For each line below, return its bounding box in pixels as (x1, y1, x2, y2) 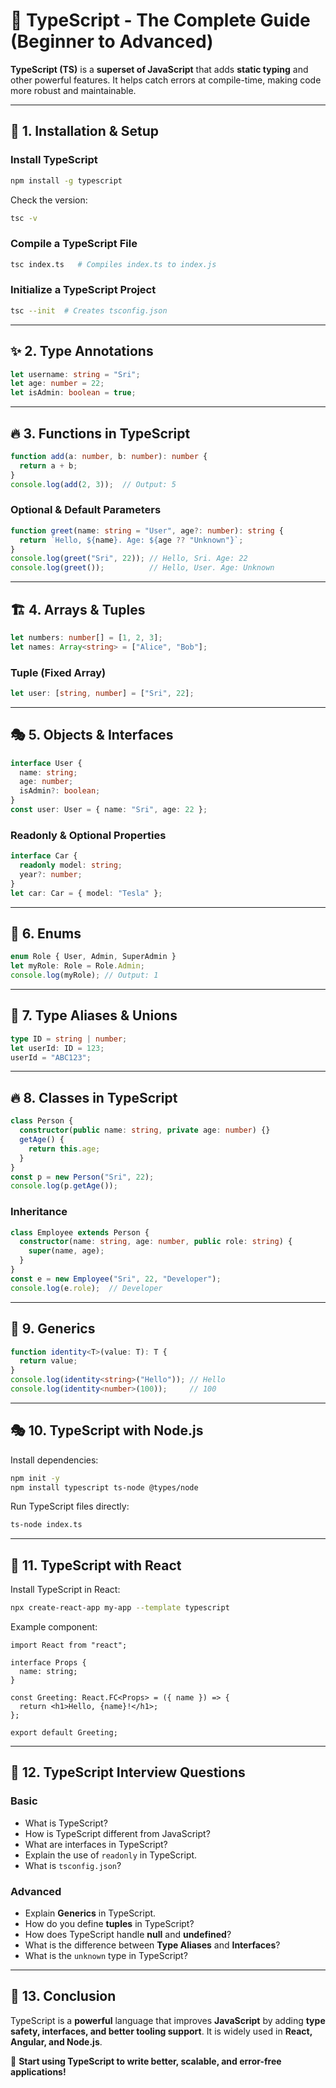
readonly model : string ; (19, 860, 123, 871)
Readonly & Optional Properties (10, 828, 167, 842)
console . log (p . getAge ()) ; (10, 1181, 118, 1191)
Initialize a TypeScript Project (10, 283, 157, 297)
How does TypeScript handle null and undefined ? (24, 1929, 232, 1941)
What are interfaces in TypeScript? (24, 1838, 168, 1850)
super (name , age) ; (28, 1246, 105, 1256)
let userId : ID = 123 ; (10, 1043, 105, 1053)
